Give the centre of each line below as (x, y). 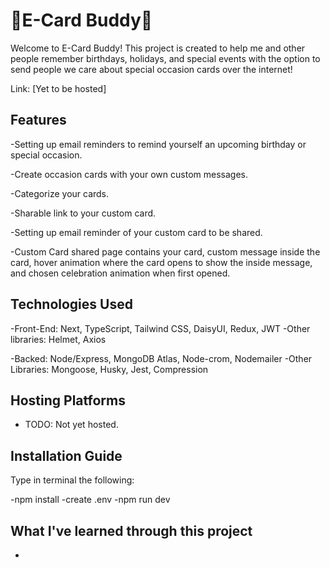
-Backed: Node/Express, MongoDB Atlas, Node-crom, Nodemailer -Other (161, 358)
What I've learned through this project (131, 530)
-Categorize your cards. (60, 193)
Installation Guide (66, 455)
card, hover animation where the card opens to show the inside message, (161, 262)
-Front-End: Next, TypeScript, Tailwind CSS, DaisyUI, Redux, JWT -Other (160, 328)
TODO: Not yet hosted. (71, 425)
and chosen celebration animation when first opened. (120, 273)
